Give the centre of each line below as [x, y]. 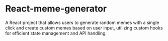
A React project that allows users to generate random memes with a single [82, 22]
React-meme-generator [56, 9]
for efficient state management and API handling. [56, 33]
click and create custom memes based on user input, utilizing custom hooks [84, 27]
